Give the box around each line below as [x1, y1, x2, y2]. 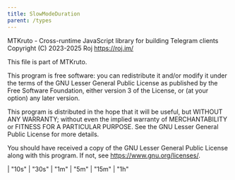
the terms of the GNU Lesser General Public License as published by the [7, 78, 218, 87]
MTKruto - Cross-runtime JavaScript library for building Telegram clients [7, 36, 219, 44]
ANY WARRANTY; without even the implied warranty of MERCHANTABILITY [7, 114, 228, 124]
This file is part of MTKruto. [7, 57, 88, 66]
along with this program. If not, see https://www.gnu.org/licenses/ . [7, 151, 201, 160]
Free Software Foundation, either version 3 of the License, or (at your [7, 86, 209, 95]
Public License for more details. [7, 130, 100, 138]
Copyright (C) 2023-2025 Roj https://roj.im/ [7, 44, 134, 52]
